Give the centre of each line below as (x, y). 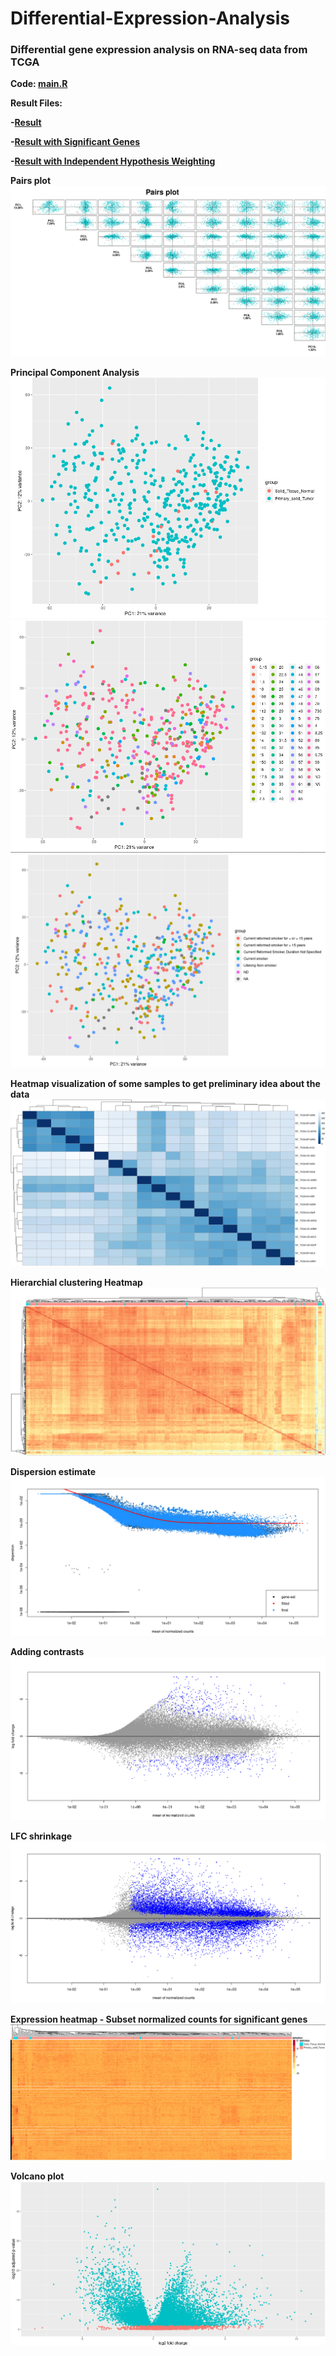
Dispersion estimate (53, 1472)
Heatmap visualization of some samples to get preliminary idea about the (165, 1083)
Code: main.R (39, 84)
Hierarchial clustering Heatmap (76, 1282)
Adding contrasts (47, 1652)
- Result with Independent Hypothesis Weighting (113, 161)
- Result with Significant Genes (75, 142)
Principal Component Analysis (75, 373)
